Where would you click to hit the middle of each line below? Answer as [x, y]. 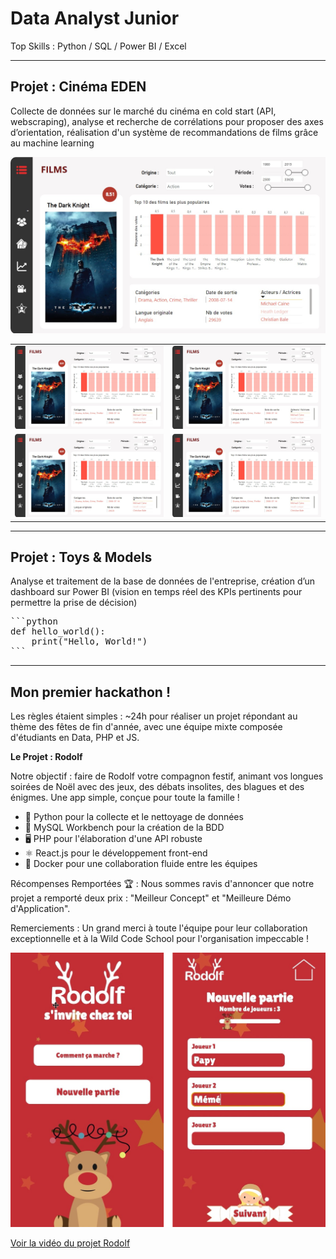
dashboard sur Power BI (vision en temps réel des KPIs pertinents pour [156, 592]
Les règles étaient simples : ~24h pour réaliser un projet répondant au [154, 716]
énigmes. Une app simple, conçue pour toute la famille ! [125, 798]
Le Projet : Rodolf [46, 757]
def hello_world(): [58, 631]
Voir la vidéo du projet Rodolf [70, 1243]
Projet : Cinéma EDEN [78, 87]
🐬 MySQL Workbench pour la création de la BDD [124, 828]
